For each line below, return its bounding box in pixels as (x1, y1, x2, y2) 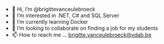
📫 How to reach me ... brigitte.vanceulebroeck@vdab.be (11, 32, 152, 38)
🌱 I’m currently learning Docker (11, 18, 89, 25)
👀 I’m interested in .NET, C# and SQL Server (11, 12, 120, 19)
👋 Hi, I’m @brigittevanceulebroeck (11, 6, 96, 12)
